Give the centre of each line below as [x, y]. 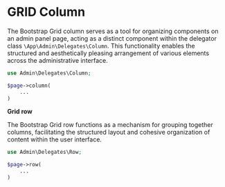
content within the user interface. [55, 139]
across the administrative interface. [58, 60]
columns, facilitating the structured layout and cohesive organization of [109, 132]
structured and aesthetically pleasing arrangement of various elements [108, 53]
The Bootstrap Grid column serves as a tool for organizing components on [113, 31]
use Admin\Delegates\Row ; [44, 152]
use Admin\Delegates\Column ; [49, 73]
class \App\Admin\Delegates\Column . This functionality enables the [101, 46]
